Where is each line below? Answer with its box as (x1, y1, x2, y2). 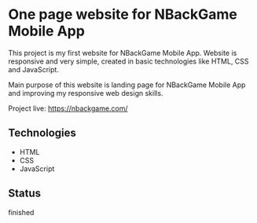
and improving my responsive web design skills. (8, 88, 163, 97)
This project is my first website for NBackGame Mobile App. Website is (8, 48, 237, 57)
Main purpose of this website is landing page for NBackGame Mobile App (8, 80, 246, 90)
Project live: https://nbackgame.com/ (8, 104, 128, 113)
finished (8, 207, 35, 217)
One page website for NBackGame (8, 5, 237, 24)
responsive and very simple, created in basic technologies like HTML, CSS (8, 57, 249, 66)
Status (8, 187, 42, 200)
